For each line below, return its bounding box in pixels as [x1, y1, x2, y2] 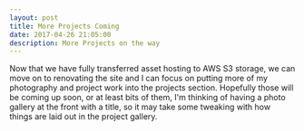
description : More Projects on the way [9, 38, 161, 48]
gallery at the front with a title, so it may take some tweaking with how [9, 101, 270, 113]
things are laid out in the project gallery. [9, 111, 158, 122]
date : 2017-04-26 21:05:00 [9, 30, 112, 39]
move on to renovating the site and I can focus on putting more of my [9, 73, 269, 84]
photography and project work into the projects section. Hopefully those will [9, 82, 294, 93]
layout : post [9, 13, 59, 23]
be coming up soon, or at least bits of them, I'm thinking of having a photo [9, 92, 286, 103]
